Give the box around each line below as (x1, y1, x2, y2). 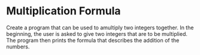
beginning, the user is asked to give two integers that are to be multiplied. (6, 30, 187, 37)
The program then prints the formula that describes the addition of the (6, 36, 180, 44)
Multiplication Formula (6, 4, 121, 18)
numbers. (6, 43, 30, 50)
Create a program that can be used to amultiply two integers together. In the (6, 24, 194, 31)
